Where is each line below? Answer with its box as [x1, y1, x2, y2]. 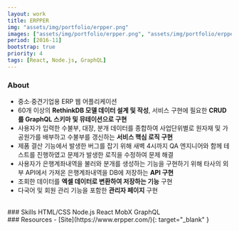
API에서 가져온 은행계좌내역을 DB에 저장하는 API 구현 [25, 168, 174, 177]
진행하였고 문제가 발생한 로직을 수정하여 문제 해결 [36, 151, 174, 159]
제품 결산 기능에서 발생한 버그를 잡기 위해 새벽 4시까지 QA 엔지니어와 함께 [17, 141, 223, 150]
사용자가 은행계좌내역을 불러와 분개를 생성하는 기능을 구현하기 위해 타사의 [17, 159, 222, 168]
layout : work [7, 10, 46, 18]
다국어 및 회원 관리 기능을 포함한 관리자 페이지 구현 [17, 186, 159, 195]
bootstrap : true [7, 43, 55, 50]
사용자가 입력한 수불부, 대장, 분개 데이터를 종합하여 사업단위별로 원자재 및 [17, 124, 221, 132]
